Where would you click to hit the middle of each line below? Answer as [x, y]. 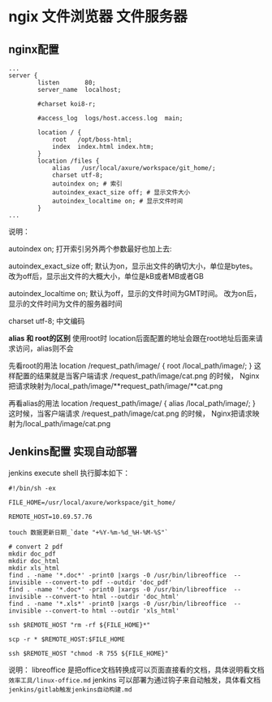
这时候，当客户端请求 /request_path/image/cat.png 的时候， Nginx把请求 [131, 413]
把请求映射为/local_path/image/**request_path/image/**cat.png [116, 386]
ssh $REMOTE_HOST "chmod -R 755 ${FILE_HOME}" [89, 653]
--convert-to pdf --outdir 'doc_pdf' [108, 582]
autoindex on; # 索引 [87, 184]
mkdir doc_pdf [32, 554]
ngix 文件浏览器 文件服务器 [98, 17]
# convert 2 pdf [36, 547]
